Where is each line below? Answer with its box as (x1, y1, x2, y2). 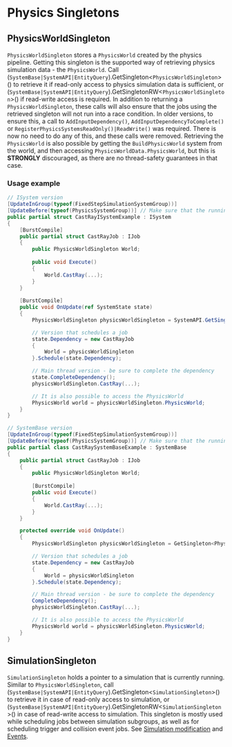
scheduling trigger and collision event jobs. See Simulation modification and (7, 725, 223, 733)
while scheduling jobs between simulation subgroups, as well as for (7, 717, 200, 726)
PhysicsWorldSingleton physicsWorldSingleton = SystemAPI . (32, 317, 206, 324)
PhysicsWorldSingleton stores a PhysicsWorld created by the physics (7, 51, 202, 59)
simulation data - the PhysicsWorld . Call (7, 66, 119, 73)
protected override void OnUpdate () (19, 527, 126, 534)
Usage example (7, 178, 61, 188)
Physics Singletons (7, 5, 119, 21)
